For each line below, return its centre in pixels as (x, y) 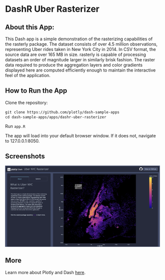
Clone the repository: (27, 102)
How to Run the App (36, 91)
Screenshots (25, 156)
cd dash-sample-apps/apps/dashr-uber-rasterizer (56, 117)
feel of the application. (28, 75)
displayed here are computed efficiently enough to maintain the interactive (81, 70)
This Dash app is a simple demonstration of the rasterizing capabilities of (79, 39)
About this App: (30, 27)
